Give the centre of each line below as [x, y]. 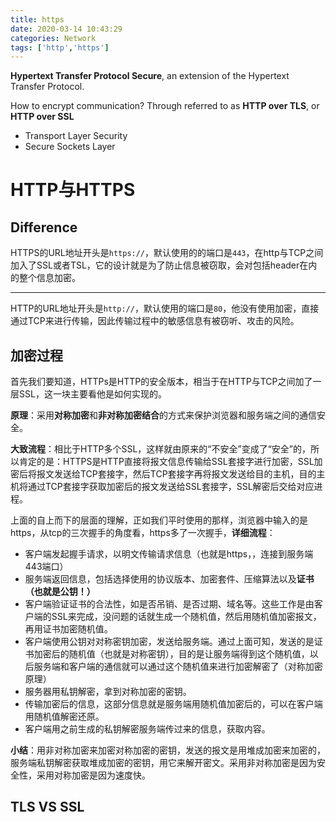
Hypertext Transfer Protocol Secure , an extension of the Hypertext [150, 76]
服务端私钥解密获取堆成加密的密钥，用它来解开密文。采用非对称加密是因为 [163, 763]
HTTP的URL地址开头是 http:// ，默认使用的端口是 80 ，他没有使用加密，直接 [165, 308]
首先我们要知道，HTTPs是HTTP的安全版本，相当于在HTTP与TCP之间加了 [161, 382]
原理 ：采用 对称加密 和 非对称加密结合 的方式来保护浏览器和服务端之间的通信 [163, 415]
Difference [44, 227]
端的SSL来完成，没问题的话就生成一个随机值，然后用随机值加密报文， [177, 617]
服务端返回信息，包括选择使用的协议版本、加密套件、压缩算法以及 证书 [169, 579]
